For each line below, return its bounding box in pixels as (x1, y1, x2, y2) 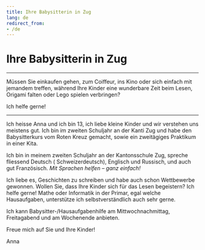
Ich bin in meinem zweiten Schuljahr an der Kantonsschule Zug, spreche (6, 152, 188, 159)
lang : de (6, 15, 29, 21)
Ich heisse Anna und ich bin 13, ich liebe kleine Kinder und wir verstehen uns (6, 120, 199, 128)
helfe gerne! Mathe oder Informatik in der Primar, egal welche (6, 190, 161, 197)
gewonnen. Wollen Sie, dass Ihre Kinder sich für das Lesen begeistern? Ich (6, 183, 195, 190)
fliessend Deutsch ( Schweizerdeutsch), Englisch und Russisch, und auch (6, 158, 191, 165)
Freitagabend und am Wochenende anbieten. (6, 214, 120, 221)
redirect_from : (6, 20, 45, 26)
